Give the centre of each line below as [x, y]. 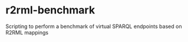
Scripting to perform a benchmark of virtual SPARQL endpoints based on [94, 26]
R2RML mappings [27, 32]
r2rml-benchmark [50, 10]
